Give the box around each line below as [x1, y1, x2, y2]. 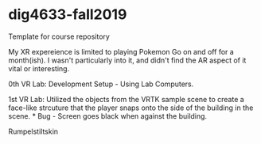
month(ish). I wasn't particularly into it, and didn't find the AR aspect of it [8, 55, 247, 65]
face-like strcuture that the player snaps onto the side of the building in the [8, 103, 254, 112]
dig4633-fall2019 [8, 6, 127, 24]
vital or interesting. [8, 63, 70, 73]
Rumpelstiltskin [8, 127, 58, 136]
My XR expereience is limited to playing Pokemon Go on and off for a [8, 47, 235, 56]
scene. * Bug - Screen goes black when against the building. [8, 111, 208, 120]
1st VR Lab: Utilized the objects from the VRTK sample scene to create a [8, 94, 244, 104]
